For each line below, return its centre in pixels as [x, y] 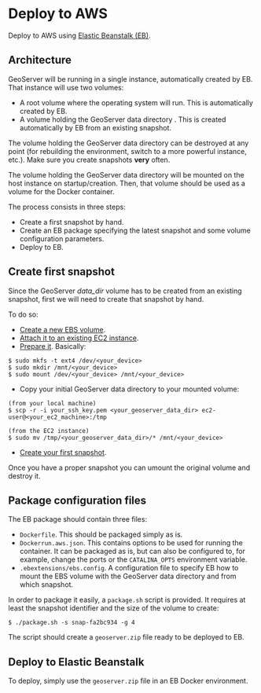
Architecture [40, 60]
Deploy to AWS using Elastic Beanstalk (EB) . [79, 35]
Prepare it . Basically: [53, 346]
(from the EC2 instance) [49, 431]
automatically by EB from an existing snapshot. [95, 127]
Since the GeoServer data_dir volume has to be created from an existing [125, 291]
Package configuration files [77, 500]
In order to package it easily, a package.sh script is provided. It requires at [127, 600]
